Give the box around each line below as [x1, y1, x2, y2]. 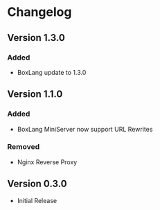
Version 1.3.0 [7, 32, 66, 44]
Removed [7, 142, 40, 152]
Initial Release [17, 196, 57, 204]
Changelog [7, 4, 72, 20]
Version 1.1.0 [7, 88, 63, 100]
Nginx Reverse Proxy [17, 157, 78, 166]
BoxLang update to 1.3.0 [17, 68, 87, 76]
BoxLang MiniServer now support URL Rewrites [17, 125, 153, 133]
